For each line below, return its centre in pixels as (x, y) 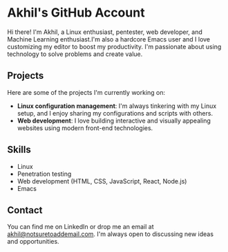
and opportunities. (34, 242)
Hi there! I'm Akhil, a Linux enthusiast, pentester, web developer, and (105, 32)
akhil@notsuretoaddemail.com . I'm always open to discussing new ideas (111, 234)
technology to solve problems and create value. (75, 54)
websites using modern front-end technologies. (85, 128)
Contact (25, 210)
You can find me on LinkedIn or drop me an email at (80, 227)
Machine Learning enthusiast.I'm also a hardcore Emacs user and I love (109, 39)
